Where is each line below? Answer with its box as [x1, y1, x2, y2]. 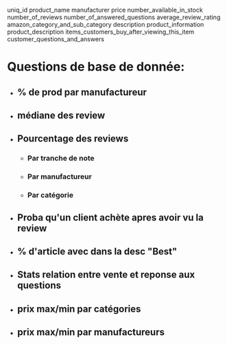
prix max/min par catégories [16, 303, 141, 314]
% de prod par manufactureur [16, 86, 147, 98]
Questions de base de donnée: [7, 59, 185, 75]
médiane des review [16, 109, 106, 121]
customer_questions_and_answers [7, 35, 105, 43]
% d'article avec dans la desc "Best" [16, 245, 178, 257]
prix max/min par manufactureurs [16, 326, 165, 339]
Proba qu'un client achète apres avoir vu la [16, 211, 204, 223]
